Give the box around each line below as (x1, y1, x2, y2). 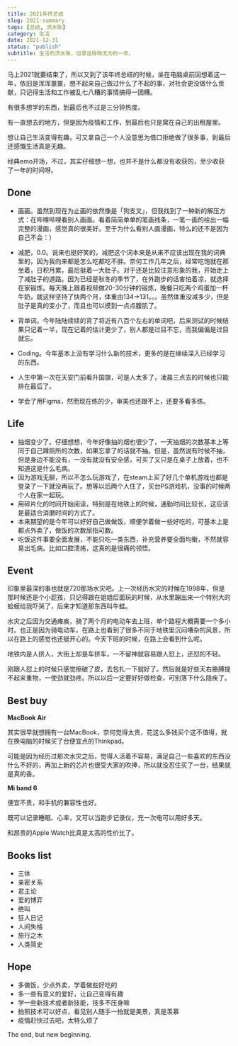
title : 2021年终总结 (7, 10, 64, 18)
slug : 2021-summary (7, 17, 65, 24)
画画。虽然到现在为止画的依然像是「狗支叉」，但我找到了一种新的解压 (17, 206, 220, 215)
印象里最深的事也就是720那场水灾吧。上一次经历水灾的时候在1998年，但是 (7, 584, 225, 593)
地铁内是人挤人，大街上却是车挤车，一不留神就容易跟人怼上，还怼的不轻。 (7, 649, 225, 659)
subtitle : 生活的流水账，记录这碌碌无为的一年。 (7, 50, 135, 57)
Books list (7, 849, 52, 861)
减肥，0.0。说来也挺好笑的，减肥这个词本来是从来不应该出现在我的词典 (17, 248, 226, 256)
